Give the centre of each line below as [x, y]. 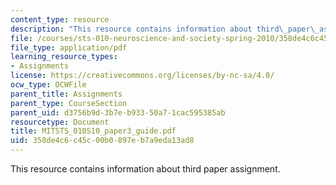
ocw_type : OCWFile [48, 85]
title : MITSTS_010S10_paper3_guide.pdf [93, 131]
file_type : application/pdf [69, 47]
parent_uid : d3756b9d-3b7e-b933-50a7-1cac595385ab [118, 112]
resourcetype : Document [60, 122]
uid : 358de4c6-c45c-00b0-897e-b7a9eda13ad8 [102, 141]
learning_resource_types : [64, 57]
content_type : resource [60, 19]
